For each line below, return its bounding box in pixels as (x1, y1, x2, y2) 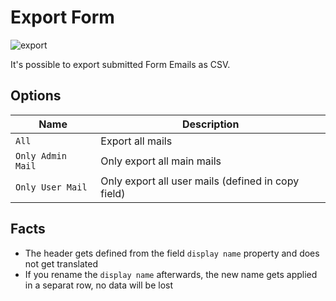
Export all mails (100, 134, 173, 148)
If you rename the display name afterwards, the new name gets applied (24, 268, 318, 280)
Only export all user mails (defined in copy (100, 174, 300, 188)
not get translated (24, 257, 99, 270)
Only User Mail (15, 181, 88, 193)
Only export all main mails (100, 154, 222, 168)
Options (10, 87, 62, 105)
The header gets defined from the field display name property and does (24, 247, 320, 259)
